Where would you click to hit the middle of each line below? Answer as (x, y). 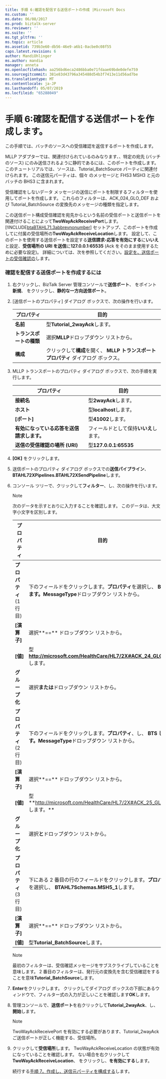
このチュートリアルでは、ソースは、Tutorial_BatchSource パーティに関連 (79, 169)
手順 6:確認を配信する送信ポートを (75, 119)
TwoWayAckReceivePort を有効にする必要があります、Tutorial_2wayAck (85, 1031)
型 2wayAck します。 (111, 400)
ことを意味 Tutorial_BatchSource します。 (54, 978)
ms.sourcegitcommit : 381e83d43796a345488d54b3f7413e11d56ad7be (72, 75)
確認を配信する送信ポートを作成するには (53, 273)
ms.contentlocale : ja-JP (31, 83)
